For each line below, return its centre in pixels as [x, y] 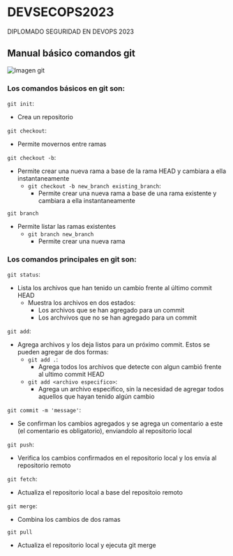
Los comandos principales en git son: [72, 259]
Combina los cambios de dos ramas [69, 520]
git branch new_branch [61, 234]
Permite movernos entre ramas [62, 144]
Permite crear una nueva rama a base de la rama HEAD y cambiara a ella [122, 171]
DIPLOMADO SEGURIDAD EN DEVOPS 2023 [71, 31]
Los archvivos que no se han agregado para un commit [117, 317]
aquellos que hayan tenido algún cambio [96, 397]
